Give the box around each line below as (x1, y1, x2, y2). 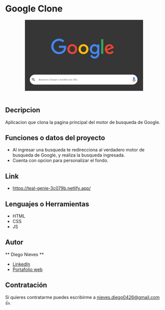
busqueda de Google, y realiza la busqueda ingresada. (12, 152, 125, 158)
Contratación (5, 281, 47, 289)
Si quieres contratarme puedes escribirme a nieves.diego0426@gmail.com (5, 294, 160, 300)
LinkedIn (12, 261, 30, 267)
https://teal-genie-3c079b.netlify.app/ (12, 185, 91, 191)
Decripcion (5, 106, 40, 114)
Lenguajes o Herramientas (5, 199, 89, 208)
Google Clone (5, 3, 63, 14)
